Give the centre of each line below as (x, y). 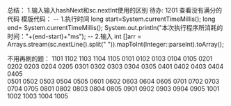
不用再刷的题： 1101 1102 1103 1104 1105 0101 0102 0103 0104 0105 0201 (110, 59)
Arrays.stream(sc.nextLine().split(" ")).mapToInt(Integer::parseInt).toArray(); (115, 44)
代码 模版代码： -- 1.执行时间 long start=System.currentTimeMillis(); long (111, 19)
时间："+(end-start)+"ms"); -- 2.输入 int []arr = (74, 36)
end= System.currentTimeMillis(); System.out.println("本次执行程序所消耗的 (115, 28)
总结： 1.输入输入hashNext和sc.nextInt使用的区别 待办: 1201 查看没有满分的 (115, 10)
